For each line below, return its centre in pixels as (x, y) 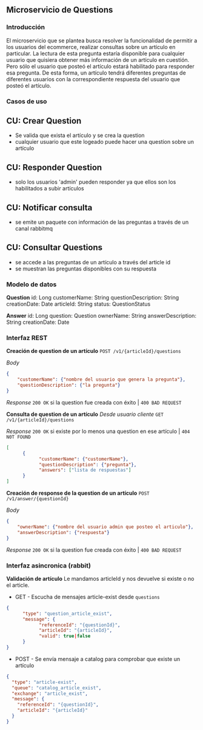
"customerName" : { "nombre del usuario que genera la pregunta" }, (101, 380)
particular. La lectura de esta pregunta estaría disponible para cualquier (95, 53)
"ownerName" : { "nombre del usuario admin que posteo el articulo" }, (105, 527)
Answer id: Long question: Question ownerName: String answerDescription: (101, 316)
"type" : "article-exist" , (45, 682)
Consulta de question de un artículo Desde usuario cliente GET (85, 414)
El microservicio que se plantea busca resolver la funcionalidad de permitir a (102, 40)
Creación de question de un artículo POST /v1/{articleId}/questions (94, 351)
